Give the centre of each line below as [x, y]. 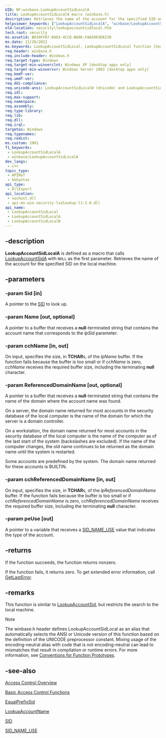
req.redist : [17, 138]
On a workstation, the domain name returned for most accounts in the [76, 431]
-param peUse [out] [29, 519]
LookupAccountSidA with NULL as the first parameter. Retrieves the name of [82, 258]
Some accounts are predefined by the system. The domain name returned [81, 461]
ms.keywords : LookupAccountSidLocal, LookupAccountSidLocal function [78, 46]
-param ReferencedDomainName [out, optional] [64, 385]
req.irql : [15, 125]
